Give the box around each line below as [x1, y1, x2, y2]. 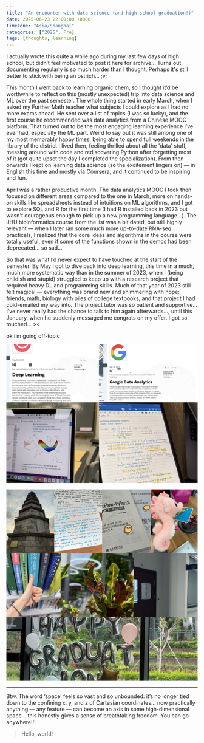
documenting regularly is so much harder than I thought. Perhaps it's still [6, 66, 188, 73]
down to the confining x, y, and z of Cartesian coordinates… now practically [6, 699, 195, 707]
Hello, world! [21, 730, 53, 738]
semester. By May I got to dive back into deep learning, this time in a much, [6, 262, 194, 270]
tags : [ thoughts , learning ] [6, 35, 78, 42]
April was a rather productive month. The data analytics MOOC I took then [6, 186, 192, 194]
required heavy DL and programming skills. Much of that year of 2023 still [6, 282, 191, 289]
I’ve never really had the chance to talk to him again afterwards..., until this [6, 307, 192, 315]
